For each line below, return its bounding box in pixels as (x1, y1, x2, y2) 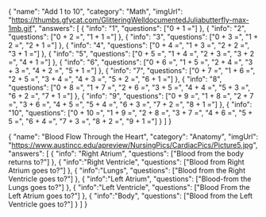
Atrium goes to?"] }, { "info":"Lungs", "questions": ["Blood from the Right (8, 166, 246, 175)
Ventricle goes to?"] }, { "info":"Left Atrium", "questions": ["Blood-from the (8, 174, 252, 184)
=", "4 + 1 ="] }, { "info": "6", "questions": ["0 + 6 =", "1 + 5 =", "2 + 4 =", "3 (8, 57, 253, 67)
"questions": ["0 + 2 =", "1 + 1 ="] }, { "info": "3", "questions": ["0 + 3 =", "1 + (8, 32, 259, 41)
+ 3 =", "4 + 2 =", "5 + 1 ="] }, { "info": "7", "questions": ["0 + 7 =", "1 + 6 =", (8, 66, 256, 75)
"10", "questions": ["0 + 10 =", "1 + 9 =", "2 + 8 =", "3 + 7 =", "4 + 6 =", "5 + (8, 108, 253, 118)
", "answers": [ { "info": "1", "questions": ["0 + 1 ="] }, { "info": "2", (31, 24, 247, 33)
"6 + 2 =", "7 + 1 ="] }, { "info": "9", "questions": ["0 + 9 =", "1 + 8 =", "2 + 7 (8, 91, 254, 100)
